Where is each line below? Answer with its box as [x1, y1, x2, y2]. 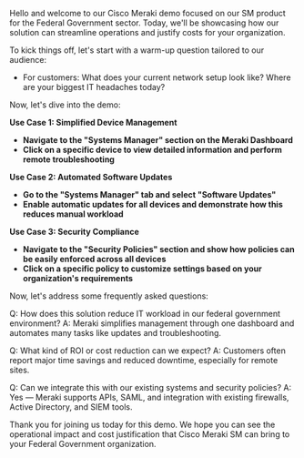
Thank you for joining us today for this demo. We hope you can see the [9, 419, 276, 430]
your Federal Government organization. [9, 439, 157, 449]
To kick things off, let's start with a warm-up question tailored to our [9, 45, 265, 56]
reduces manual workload [22, 209, 125, 219]
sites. [9, 364, 30, 375]
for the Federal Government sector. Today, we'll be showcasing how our [9, 17, 279, 28]
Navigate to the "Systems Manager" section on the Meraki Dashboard [22, 135, 293, 145]
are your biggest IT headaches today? [22, 82, 166, 92]
